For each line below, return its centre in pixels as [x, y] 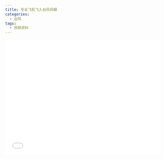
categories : [17, 14]
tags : [11, 23]
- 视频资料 [19, 28]
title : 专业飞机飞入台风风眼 [31, 10]
